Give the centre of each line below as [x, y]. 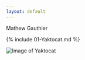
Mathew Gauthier [27, 28]
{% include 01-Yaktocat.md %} [43, 39]
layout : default [26, 11]
